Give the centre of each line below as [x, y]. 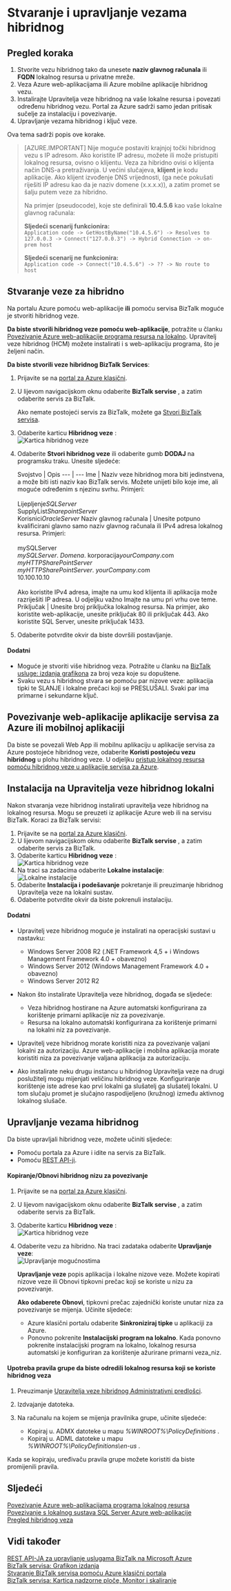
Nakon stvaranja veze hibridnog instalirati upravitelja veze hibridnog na [108, 805]
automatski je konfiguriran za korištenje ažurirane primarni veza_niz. [124, 1352]
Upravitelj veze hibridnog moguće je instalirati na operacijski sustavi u [116, 930]
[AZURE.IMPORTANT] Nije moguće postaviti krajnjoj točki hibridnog [120, 148]
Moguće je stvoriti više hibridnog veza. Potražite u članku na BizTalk [114, 666]
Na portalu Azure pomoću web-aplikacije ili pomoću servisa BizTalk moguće [115, 308]
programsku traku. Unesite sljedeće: [69, 461]
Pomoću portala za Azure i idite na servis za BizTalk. [91, 1152]
